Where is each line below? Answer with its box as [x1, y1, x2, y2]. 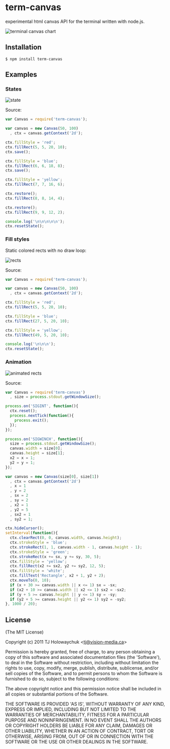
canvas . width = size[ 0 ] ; [10, 446, 63, 451]
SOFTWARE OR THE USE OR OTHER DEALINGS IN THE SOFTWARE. [5, 739, 148, 745]
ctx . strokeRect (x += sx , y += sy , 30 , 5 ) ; [10, 554, 101, 559]
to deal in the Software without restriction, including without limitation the [5, 659, 159, 666]
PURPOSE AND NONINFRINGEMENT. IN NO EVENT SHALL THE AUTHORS [5, 717, 162, 724]
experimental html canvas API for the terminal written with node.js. [5, 18, 145, 24]
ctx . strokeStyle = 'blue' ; [10, 540, 67, 545]
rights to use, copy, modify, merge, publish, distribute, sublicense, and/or [5, 665, 159, 671]
